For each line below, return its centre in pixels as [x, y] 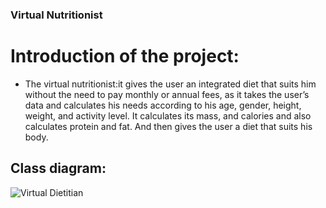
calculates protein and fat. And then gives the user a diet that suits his [168, 126]
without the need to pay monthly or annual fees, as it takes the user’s [167, 94]
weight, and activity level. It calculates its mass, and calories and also [168, 115]
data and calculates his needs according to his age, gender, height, [163, 105]
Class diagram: [58, 168]
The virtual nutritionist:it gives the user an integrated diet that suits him [170, 84]
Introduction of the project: [125, 56]
